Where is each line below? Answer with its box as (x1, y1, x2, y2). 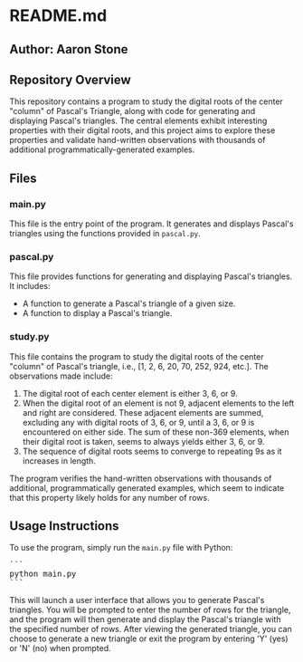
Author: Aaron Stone (9, 42, 128, 57)
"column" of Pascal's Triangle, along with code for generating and (9, 106, 256, 117)
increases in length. (22, 455, 97, 466)
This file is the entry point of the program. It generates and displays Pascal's (9, 218, 294, 229)
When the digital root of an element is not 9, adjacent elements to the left (22, 398, 295, 408)
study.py (9, 331, 50, 343)
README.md (9, 5, 108, 26)
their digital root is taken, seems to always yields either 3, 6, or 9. (22, 436, 265, 446)
